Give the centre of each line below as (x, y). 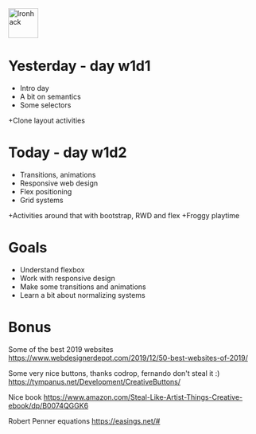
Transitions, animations (58, 174)
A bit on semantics (50, 96)
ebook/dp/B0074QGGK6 (48, 405)
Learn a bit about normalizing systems (82, 295)
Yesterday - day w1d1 (80, 66)
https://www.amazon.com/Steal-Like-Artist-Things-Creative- (143, 397)
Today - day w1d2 (68, 152)
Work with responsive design (67, 278)
